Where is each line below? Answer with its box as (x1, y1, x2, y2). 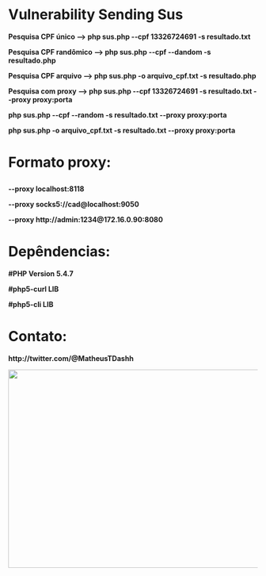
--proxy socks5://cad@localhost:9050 (8, 200, 140, 209)
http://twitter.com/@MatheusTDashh (8, 354, 135, 363)
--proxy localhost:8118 (8, 184, 85, 194)
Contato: (8, 328, 67, 346)
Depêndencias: (8, 243, 111, 261)
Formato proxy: (8, 153, 112, 171)
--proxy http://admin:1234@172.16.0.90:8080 (8, 215, 164, 225)
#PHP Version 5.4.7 (8, 269, 74, 278)
